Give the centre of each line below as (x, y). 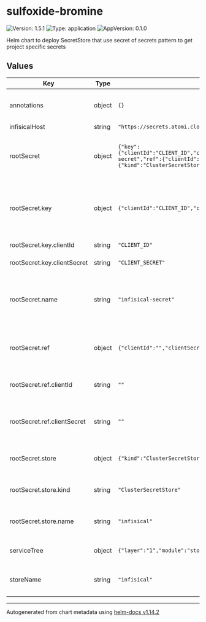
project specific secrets (36, 47)
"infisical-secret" (146, 299)
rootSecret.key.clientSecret (49, 262)
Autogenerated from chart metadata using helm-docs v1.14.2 (83, 612)
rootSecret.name (34, 299)
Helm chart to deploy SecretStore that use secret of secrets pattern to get (100, 40)
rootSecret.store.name (42, 521)
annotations (27, 105)
